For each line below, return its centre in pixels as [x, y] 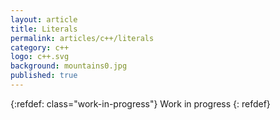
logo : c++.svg [40, 57]
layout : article [44, 19]
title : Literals [44, 29]
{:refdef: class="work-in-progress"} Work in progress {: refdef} [140, 103]
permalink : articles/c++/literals [82, 38]
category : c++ [40, 47]
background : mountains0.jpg [69, 66]
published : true [44, 76]
